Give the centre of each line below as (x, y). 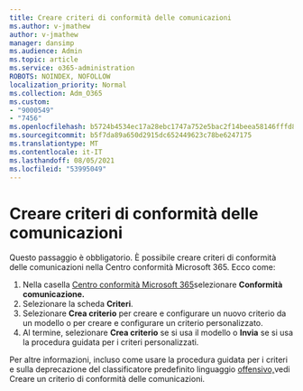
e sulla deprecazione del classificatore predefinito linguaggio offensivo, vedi (150, 369)
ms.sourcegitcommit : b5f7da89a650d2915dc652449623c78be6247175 (131, 135)
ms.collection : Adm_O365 (56, 93)
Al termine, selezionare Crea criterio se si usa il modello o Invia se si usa (158, 333)
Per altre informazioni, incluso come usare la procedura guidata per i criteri (149, 360)
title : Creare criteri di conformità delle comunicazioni (120, 18)
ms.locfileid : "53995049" (58, 169)
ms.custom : (30, 102)
